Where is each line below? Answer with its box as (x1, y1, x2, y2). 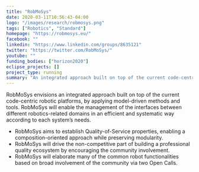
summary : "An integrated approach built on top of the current (6, 75, 166, 81)
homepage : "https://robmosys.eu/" (6, 31, 92, 37)
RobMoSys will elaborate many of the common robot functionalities (14, 153, 179, 160)
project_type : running (6, 69, 62, 75)
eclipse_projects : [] (6, 63, 60, 70)
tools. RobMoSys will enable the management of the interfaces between (6, 104, 182, 111)
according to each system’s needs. (6, 116, 91, 123)
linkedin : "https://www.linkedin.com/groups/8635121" (6, 42, 142, 48)
